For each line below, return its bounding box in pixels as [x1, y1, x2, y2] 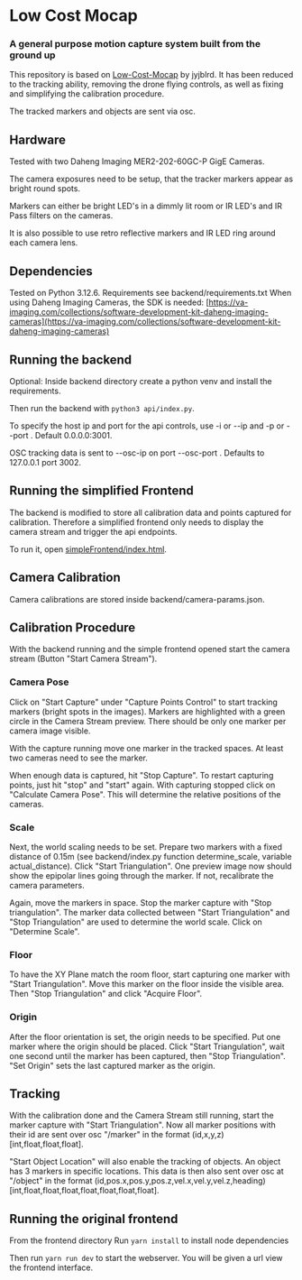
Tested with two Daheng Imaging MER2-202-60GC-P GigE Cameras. [9, 156, 265, 167]
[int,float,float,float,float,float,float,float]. [9, 1185, 160, 1196]
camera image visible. [9, 725, 91, 736]
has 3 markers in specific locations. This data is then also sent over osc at [9, 1165, 284, 1177]
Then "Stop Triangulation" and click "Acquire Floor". [9, 989, 203, 999]
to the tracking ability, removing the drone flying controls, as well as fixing [9, 78, 284, 90]
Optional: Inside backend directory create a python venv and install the [9, 375, 272, 386]
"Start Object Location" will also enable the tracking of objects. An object [9, 1156, 281, 1167]
